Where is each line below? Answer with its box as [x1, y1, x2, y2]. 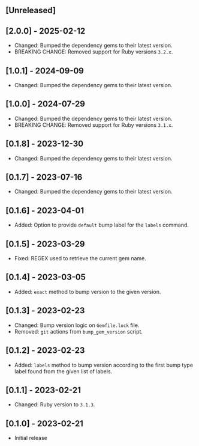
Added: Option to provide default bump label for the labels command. [14, 221, 189, 228]
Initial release [14, 435, 47, 442]
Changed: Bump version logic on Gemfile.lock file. [14, 322, 140, 329]
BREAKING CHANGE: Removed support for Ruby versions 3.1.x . [14, 121, 173, 129]
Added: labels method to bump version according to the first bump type [14, 361, 193, 368]
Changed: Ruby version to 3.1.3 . [14, 401, 95, 408]
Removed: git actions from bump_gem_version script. [14, 328, 143, 335]
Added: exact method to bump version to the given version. [14, 288, 161, 295]
